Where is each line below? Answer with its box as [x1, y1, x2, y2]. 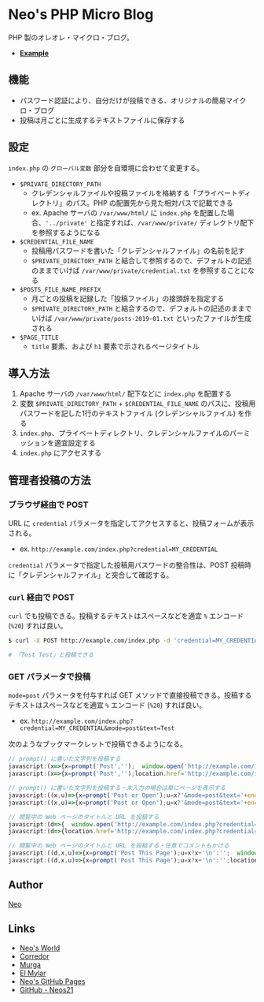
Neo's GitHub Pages [19, 976, 86, 986]
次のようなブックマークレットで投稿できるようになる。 [8, 739, 187, 749]
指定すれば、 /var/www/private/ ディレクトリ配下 [96, 218, 255, 227]
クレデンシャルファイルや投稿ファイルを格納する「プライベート [31, 188, 238, 198]
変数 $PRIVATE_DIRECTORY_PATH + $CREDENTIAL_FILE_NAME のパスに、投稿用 [19, 399, 256, 408]
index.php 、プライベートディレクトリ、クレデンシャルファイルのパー [19, 428, 244, 438]
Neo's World [19, 943, 60, 952]
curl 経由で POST [8, 591, 75, 602]
